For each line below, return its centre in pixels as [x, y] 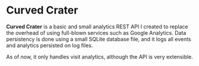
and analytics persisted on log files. [50, 45]
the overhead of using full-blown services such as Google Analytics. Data [96, 32]
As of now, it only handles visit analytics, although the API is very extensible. [99, 57]
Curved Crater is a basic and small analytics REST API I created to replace [97, 27]
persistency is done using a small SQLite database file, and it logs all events [99, 39]
